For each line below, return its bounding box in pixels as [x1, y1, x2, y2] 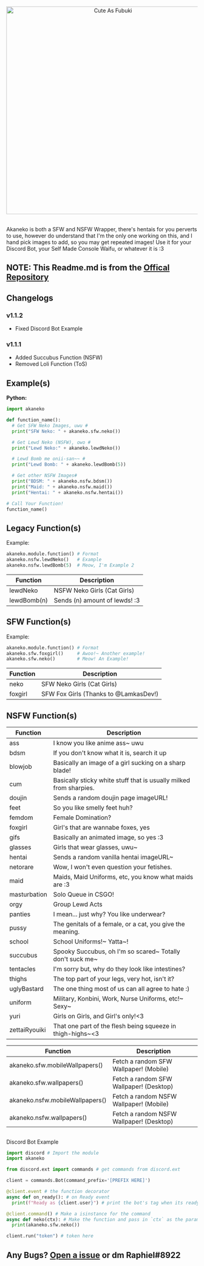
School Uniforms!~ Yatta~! [53, 937, 129, 946]
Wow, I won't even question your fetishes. [53, 863, 172, 872]
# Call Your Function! [6, 500, 64, 506]
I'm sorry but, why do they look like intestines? [53, 965, 185, 973]
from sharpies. [53, 784, 95, 792]
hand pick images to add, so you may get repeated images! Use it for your [6, 239, 192, 246]
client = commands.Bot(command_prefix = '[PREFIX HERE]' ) [6, 1178, 151, 1184]
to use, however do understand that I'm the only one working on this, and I [6, 232, 192, 239]
